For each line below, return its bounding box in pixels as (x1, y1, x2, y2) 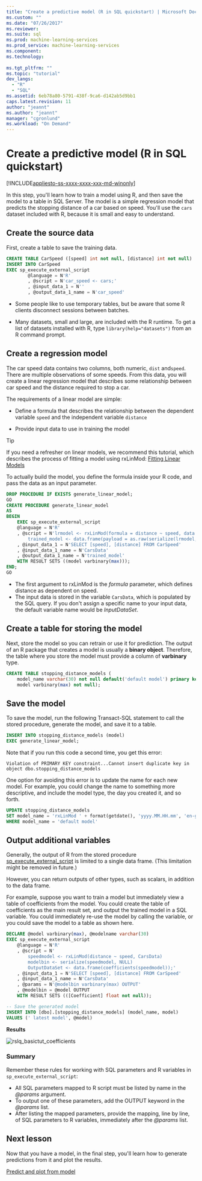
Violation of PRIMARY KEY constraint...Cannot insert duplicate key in (6, 760, 189, 766)
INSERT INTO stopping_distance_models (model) (6, 732, 125, 739)
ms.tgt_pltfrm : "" (6, 65, 52, 71)
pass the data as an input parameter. (6, 479, 97, 487)
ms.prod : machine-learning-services (6, 37, 98, 43)
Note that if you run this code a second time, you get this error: (6, 749, 162, 756)
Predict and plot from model (6, 1168, 76, 1175)
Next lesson (6, 1134, 52, 1144)
